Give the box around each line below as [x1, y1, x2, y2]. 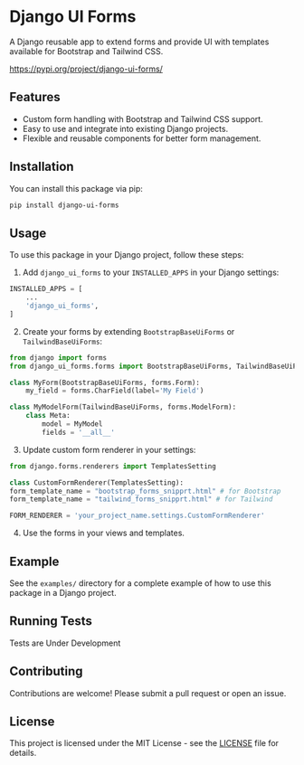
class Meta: [25, 411, 71, 420]
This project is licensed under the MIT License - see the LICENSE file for [9, 738, 279, 749]
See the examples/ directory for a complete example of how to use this [9, 577, 271, 589]
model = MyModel [42, 420, 103, 429]
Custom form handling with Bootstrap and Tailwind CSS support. [22, 113, 264, 124]
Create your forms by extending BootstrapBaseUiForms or [22, 326, 235, 336]
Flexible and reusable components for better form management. [22, 133, 261, 144]
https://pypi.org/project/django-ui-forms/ [9, 63, 163, 74]
